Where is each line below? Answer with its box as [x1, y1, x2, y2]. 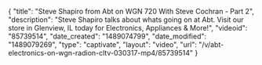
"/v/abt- [198, 40, 224, 49]
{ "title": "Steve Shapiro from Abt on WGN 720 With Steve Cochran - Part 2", [8, 7, 255, 16]
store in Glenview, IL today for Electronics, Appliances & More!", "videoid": [8, 23, 248, 32]
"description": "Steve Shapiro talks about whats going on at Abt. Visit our [8, 15, 245, 24]
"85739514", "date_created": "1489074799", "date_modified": [8, 31, 207, 41]
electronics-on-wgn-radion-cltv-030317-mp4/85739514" [8, 49, 194, 57]
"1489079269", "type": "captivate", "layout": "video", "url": [8, 40, 198, 49]
